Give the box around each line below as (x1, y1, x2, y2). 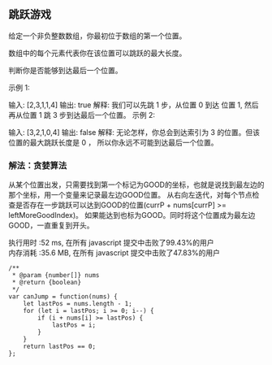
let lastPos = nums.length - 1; (23, 300, 132, 308)
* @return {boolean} (11, 279, 82, 287)
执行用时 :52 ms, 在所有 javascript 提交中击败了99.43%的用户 (8, 238, 214, 248)
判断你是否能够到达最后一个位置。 (8, 65, 123, 75)
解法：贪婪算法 (8, 159, 67, 171)
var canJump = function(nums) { (8, 293, 118, 301)
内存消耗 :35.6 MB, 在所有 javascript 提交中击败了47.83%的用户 (8, 248, 221, 258)
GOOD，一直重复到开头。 (8, 220, 94, 230)
